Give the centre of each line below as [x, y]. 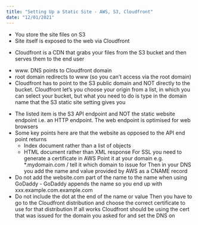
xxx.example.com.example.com [54, 190]
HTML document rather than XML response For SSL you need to [103, 152]
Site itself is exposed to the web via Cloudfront [72, 41]
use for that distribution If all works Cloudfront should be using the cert [102, 209]
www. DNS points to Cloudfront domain [63, 70]
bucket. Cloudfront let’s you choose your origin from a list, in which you [103, 89]
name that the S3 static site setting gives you [70, 102]
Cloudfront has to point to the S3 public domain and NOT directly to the [102, 83]
